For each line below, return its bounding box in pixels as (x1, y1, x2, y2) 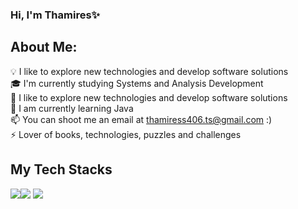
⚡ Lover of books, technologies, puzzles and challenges (10, 128, 242, 140)
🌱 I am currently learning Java (10, 102, 134, 114)
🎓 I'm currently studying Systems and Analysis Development (10, 77, 264, 89)
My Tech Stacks (10, 161, 113, 178)
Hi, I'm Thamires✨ (10, 8, 101, 22)
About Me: (10, 39, 78, 56)
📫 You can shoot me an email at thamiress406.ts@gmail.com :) (10, 113, 273, 125)
